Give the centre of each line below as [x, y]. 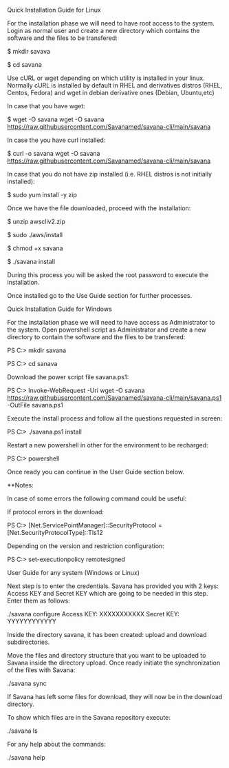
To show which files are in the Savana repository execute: [89, 717]
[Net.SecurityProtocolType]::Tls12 [55, 533]
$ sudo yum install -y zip [42, 195]
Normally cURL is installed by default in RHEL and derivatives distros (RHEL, [115, 85]
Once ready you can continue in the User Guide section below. [96, 472]
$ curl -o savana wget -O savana [54, 153]
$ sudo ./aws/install [35, 235]
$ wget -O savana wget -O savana [56, 119]
